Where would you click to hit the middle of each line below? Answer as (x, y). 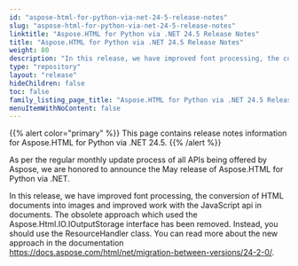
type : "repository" (45, 67)
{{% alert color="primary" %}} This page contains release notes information (148, 133)
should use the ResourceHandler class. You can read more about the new (144, 234)
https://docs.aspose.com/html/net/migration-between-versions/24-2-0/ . (142, 253)
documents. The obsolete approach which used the (103, 215)
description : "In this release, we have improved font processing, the (144, 59)
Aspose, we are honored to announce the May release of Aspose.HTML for (146, 169)
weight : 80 (29, 51)
